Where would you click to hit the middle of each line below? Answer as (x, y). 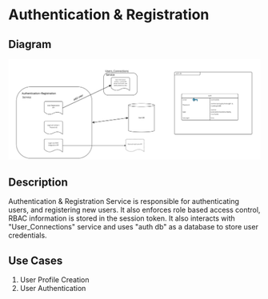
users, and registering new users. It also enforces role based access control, (134, 210)
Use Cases (36, 260)
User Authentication (53, 288)
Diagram (30, 44)
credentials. (28, 235)
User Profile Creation (54, 279)
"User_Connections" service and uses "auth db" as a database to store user (133, 227)
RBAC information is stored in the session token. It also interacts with (122, 218)
